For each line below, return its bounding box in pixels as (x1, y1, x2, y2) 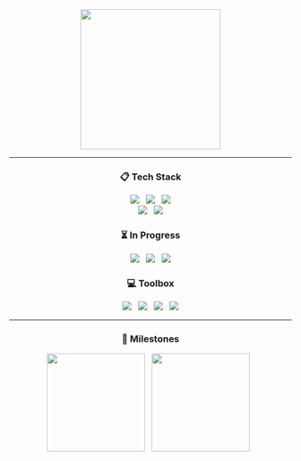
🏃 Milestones (121, 332, 180, 344)
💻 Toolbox (126, 277, 175, 290)
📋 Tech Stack (119, 170, 182, 183)
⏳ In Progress (120, 229, 181, 241)
